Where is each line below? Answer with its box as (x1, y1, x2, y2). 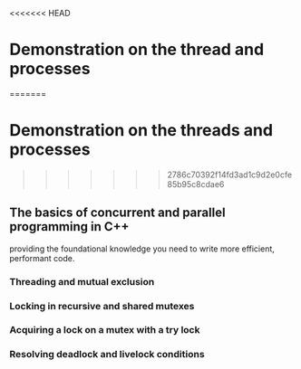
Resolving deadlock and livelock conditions (9, 348, 206, 361)
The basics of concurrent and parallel (9, 205, 226, 221)
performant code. (9, 252, 75, 263)
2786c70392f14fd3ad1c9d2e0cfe (167, 169, 293, 180)
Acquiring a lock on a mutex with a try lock (9, 324, 200, 336)
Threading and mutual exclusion (9, 275, 155, 288)
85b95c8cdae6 (167, 178, 225, 189)
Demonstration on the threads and (9, 120, 274, 141)
